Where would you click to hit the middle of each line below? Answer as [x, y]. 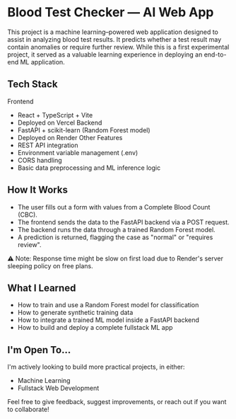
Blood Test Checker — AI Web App [111, 12]
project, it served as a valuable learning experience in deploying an [105, 54]
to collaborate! [28, 409]
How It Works [38, 190]
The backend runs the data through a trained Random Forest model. [116, 229]
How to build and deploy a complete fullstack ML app [95, 328]
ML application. [42, 62]
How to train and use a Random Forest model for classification [108, 305]
